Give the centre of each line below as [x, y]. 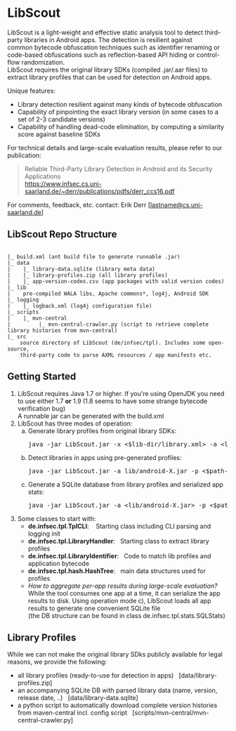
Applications [42, 176]
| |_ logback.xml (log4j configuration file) [80, 306]
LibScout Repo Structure [62, 234]
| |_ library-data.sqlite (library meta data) [81, 269]
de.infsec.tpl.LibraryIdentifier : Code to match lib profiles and [119, 555]
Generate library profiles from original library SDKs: [102, 430]
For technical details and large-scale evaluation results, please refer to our [115, 147]
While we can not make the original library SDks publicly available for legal [115, 654]
